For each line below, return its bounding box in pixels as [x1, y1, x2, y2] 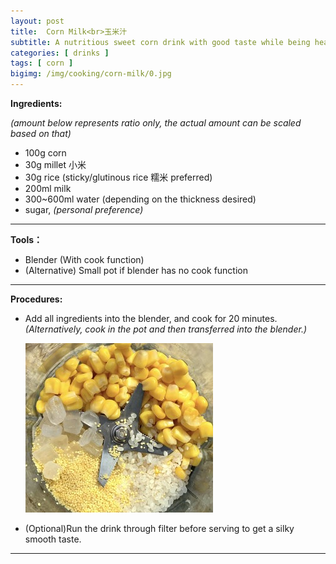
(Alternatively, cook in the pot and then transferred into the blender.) [24, 323, 308, 335]
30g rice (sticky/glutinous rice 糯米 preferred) [24, 171, 213, 183]
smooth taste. [24, 533, 82, 545]
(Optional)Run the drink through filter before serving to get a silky [24, 523, 295, 534]
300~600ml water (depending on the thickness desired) [24, 193, 257, 205]
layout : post [10, 16, 65, 26]
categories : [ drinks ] [10, 48, 110, 58]
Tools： [10, 234, 43, 245]
